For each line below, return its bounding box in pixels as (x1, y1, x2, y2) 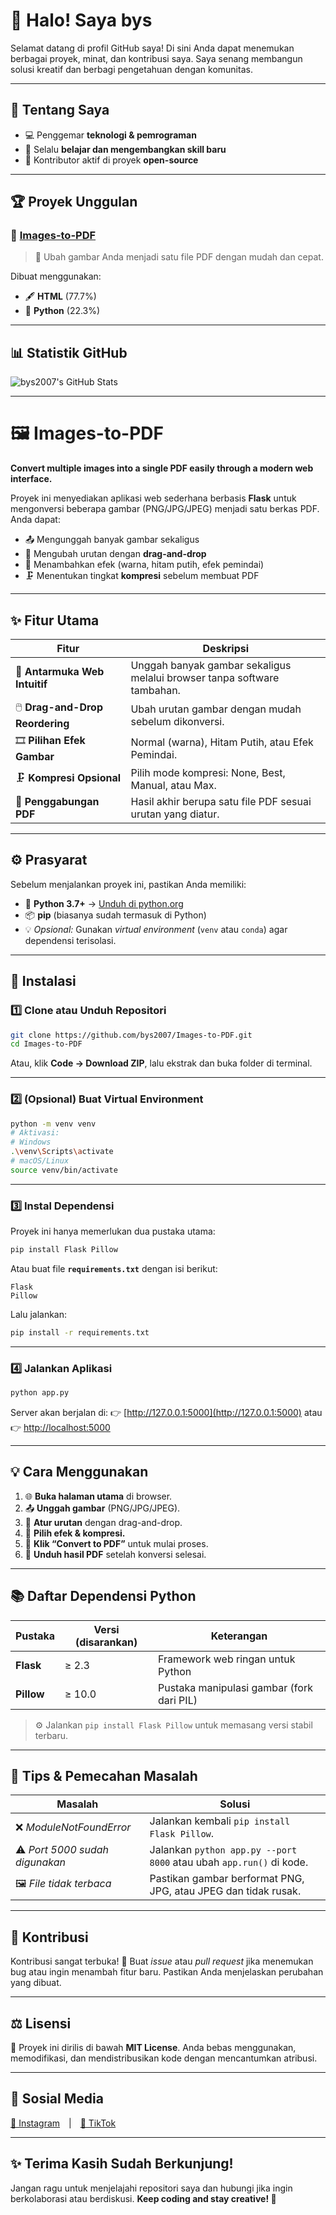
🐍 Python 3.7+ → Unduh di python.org (24, 897, 184, 909)
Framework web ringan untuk (157, 1652, 296, 1666)
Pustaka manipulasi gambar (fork (157, 1680, 313, 1694)
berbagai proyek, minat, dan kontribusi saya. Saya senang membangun (10, 52, 303, 64)
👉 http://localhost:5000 (10, 1422, 111, 1434)
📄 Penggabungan (15, 795, 100, 808)
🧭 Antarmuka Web (15, 665, 105, 678)
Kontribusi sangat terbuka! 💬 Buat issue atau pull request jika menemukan (10, 1955, 314, 1968)
